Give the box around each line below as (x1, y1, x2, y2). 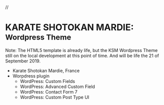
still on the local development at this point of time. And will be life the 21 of (5, 52, 159, 58)
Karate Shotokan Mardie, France (12, 67, 80, 73)
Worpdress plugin (12, 72, 50, 79)
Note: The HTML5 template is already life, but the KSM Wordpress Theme (5, 47, 158, 53)
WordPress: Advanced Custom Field (20, 83, 96, 89)
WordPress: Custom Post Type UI (20, 94, 90, 100)
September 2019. (5, 57, 41, 64)
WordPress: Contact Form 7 (20, 88, 78, 94)
